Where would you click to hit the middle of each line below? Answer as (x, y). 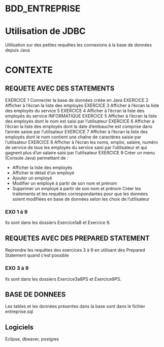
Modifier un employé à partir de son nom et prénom (65, 183)
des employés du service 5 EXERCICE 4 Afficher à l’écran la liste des (75, 111)
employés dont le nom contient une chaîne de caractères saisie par (73, 137)
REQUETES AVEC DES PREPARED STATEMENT (78, 238)
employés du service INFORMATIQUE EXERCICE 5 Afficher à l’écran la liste (81, 116)
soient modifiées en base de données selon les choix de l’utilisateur (81, 199)
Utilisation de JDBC (46, 31)
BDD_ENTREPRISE (43, 9)
